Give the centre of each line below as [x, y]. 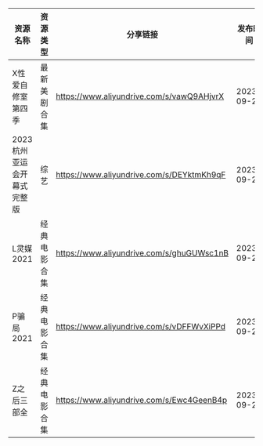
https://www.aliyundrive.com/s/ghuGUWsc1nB [142, 253]
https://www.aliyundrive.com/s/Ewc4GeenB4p [142, 400]
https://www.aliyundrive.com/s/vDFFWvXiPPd [141, 326]
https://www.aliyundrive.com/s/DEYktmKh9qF [141, 174]
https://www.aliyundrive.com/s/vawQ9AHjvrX [140, 96]
